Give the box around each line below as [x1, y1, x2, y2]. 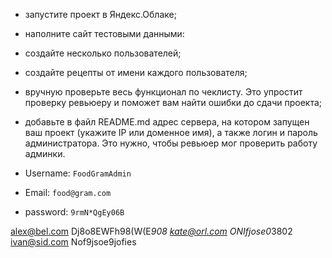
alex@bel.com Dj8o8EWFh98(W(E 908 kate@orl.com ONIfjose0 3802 [10, 225, 293, 237]
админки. [24, 148, 66, 159]
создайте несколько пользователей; [24, 47, 182, 59]
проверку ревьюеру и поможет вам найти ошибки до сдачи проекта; [24, 97, 323, 108]
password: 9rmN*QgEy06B [24, 206, 125, 218]
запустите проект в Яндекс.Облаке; [24, 9, 177, 20]
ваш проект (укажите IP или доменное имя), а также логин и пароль [24, 127, 318, 138]
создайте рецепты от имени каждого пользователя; [24, 67, 248, 78]
